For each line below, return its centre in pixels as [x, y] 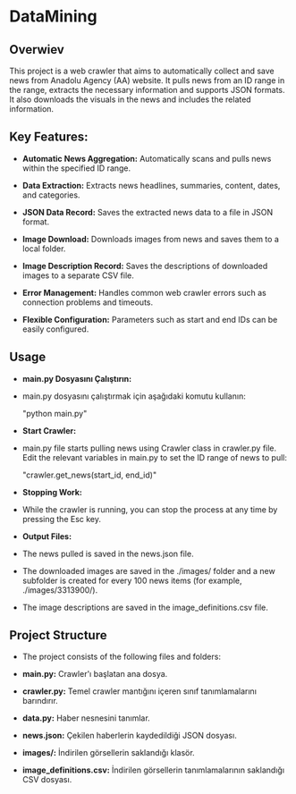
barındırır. [40, 701]
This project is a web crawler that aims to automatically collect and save [142, 71]
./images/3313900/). [60, 590]
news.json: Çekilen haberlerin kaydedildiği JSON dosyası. [129, 736]
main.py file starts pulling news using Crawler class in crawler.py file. [149, 448]
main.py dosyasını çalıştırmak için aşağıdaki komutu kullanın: [134, 396]
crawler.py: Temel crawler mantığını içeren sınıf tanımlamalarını [140, 691]
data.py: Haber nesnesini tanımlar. [86, 718]
